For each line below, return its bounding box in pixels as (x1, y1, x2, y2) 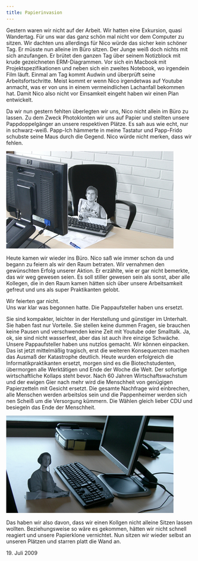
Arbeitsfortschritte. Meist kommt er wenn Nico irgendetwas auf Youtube (6, 77, 183, 84)
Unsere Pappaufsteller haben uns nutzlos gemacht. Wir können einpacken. (6, 341, 190, 348)
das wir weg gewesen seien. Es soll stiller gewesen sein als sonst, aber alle (6, 273, 190, 280)
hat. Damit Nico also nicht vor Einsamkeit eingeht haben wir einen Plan (6, 90, 179, 97)
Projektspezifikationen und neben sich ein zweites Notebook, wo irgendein (6, 64, 189, 71)
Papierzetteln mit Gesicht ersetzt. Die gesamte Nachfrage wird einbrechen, (6, 384, 190, 392)
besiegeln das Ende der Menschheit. (6, 404, 96, 411)
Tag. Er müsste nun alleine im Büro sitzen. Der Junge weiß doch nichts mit (6, 45, 188, 53)
